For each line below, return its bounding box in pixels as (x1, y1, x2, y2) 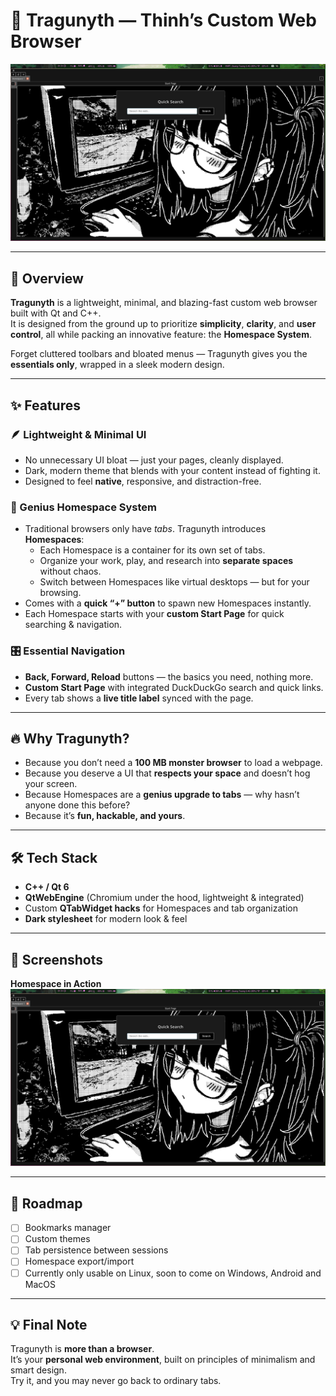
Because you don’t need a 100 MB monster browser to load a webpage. (24, 757, 323, 769)
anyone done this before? (24, 799, 131, 811)
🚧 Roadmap (10, 1195, 83, 1212)
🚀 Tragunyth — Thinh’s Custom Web (10, 9, 317, 32)
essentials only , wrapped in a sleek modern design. (10, 359, 225, 371)
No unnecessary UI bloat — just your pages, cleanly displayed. (24, 454, 284, 466)
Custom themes (24, 1233, 91, 1245)
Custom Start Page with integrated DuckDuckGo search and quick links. (24, 681, 324, 693)
